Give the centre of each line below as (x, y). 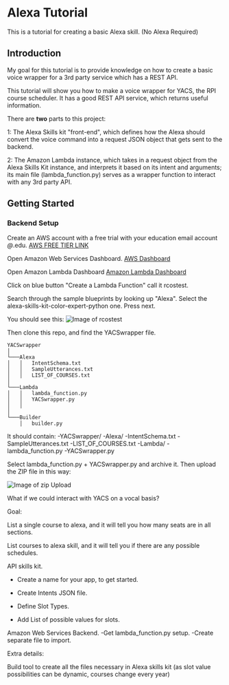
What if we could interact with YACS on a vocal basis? (83, 498)
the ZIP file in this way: (39, 472)
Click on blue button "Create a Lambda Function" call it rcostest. (98, 285)
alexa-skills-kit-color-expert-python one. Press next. (81, 306)
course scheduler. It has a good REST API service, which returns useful (108, 98)
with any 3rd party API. (39, 182)
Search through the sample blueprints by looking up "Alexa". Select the (107, 299)
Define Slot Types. (43, 607)
